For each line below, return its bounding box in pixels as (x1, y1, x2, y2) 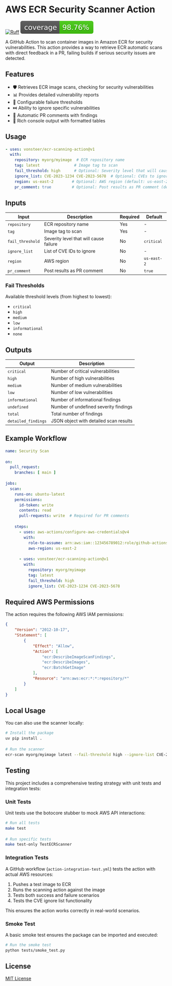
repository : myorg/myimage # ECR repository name (14, 157, 125, 162)
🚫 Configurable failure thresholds (12, 99, 83, 105)
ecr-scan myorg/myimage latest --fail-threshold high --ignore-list (5, 752, 155, 757)
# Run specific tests (5, 836, 52, 841)
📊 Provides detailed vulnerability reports (12, 91, 99, 98)
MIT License (5, 975, 32, 982)
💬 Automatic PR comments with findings (12, 112, 98, 118)
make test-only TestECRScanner (5, 842, 72, 847)
